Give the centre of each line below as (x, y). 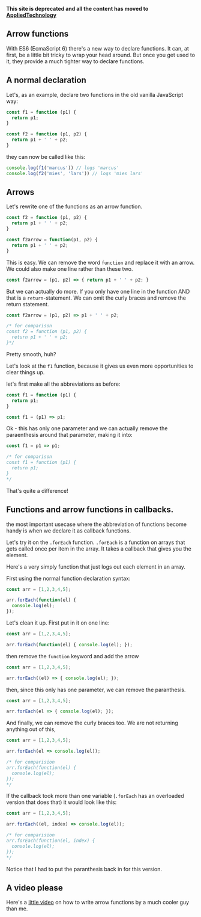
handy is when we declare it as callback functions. (68, 530)
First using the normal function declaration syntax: (68, 578)
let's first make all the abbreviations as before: (63, 384)
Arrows (20, 192)
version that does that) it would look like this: (61, 802)
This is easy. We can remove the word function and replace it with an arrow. (100, 262)
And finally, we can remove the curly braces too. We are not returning (92, 723)
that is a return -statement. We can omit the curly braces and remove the (96, 298)
